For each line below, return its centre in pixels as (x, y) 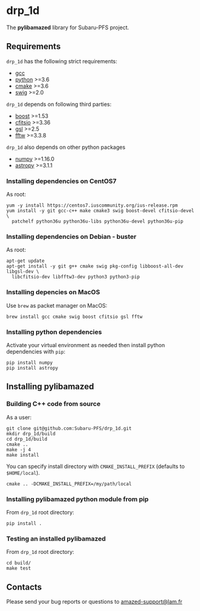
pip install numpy (29, 362)
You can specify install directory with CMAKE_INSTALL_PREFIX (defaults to (96, 466)
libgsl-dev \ (23, 272)
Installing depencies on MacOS (53, 292)
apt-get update (26, 261)
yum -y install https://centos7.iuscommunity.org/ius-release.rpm (92, 205)
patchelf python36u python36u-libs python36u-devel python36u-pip (98, 222)
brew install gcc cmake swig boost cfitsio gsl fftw (74, 317)
